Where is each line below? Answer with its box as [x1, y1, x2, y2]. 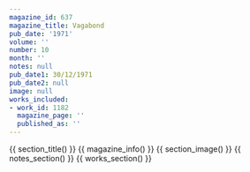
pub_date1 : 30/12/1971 [9, 71, 93, 79]
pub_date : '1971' [9, 29, 73, 38]
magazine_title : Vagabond [9, 21, 104, 30]
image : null [9, 86, 53, 95]
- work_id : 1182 [9, 103, 69, 112]
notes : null [9, 63, 53, 71]
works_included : [9, 94, 69, 104]
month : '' [9, 54, 46, 63]
